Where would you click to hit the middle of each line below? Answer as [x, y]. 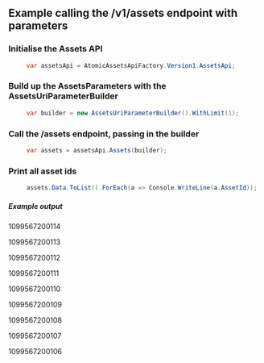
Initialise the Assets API [56, 49]
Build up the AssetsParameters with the [87, 86]
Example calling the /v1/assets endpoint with [123, 13]
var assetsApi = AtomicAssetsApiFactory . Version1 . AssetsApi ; [131, 65]
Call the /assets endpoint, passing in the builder [104, 134]
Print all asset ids [43, 171]
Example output [35, 206]
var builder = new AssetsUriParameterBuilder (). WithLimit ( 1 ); [133, 113]
